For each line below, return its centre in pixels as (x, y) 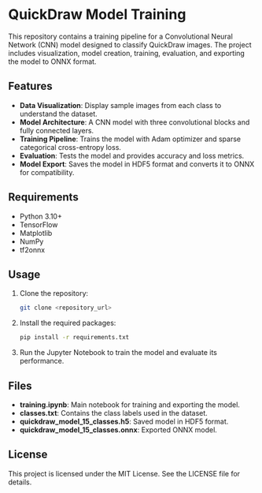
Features (30, 86)
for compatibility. (47, 172)
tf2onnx (32, 249)
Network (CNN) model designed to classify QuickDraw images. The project (130, 44)
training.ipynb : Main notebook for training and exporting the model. (129, 405)
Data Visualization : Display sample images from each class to (120, 105)
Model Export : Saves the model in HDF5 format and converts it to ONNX (137, 164)
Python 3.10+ (41, 216)
